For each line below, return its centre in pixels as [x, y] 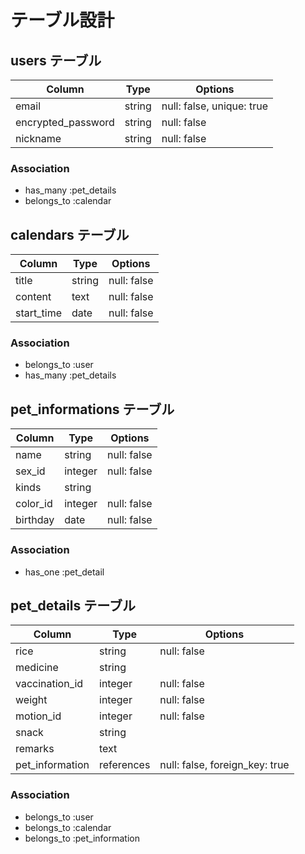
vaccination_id [49, 684]
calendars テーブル [70, 234]
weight [31, 700]
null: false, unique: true [214, 106]
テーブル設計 [62, 20]
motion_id [38, 716]
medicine [37, 668]
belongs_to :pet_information [82, 838]
